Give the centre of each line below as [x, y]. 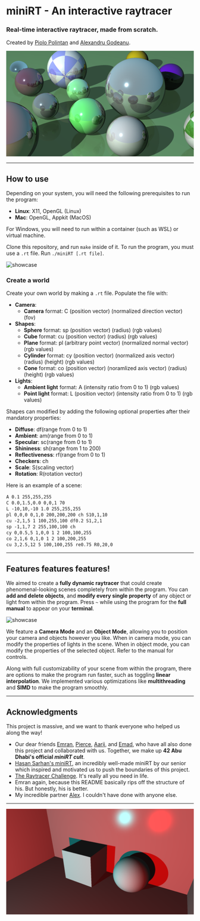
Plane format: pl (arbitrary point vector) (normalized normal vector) [106, 343]
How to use [27, 179]
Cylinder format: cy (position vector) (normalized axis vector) [99, 356]
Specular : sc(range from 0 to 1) [53, 442]
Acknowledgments [42, 712]
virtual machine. [26, 235]
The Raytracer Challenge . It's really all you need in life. [82, 776]
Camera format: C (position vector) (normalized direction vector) [103, 311]
